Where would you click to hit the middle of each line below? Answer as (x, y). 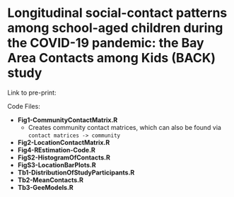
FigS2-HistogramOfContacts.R (64, 157)
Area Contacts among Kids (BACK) (112, 58)
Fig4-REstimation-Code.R (56, 150)
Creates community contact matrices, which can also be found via (124, 127)
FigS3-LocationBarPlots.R (57, 165)
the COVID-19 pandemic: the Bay (106, 43)
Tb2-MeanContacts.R (50, 180)
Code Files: (24, 106)
